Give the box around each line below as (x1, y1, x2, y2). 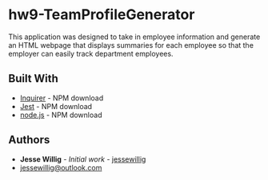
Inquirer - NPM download (19, 93, 104, 103)
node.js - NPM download (19, 110, 102, 119)
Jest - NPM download (19, 101, 93, 111)
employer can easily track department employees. (8, 49, 174, 58)
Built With (8, 72, 58, 85)
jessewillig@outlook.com (19, 162, 102, 172)
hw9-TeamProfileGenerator (8, 6, 195, 24)
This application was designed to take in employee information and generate (8, 32, 261, 41)
